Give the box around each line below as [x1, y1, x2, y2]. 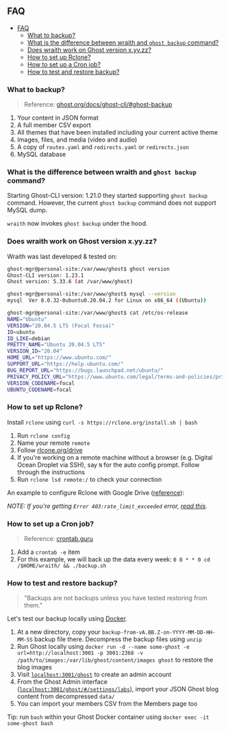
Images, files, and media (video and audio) [16, 135, 138, 144]
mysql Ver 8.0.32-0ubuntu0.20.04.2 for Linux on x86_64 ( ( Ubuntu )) [7, 297, 207, 304]
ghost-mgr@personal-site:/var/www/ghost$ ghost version [7, 265, 170, 272]
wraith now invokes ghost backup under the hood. [7, 219, 148, 227]
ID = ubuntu [7, 329, 36, 335]
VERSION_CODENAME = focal [7, 379, 75, 387]
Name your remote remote [16, 438, 90, 447]
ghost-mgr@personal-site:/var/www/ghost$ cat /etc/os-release [7, 309, 188, 317]
